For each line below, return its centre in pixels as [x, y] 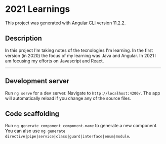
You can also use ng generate [35, 131]
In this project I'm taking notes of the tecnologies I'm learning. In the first [79, 50]
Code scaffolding [32, 114]
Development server [37, 81]
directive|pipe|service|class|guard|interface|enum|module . [68, 136]
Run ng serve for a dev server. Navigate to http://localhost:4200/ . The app [83, 93]
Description [23, 38]
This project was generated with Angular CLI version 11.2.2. [65, 23]
